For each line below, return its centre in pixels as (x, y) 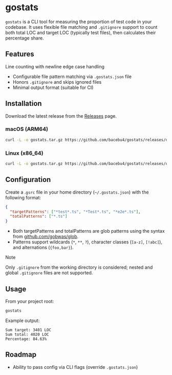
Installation (24, 104)
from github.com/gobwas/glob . (46, 237)
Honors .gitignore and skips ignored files (57, 82)
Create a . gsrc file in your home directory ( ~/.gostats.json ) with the (77, 192)
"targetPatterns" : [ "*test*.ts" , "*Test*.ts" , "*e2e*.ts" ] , (75, 212)
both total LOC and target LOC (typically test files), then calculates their (81, 32)
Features (20, 54)
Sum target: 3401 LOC (28, 330)
